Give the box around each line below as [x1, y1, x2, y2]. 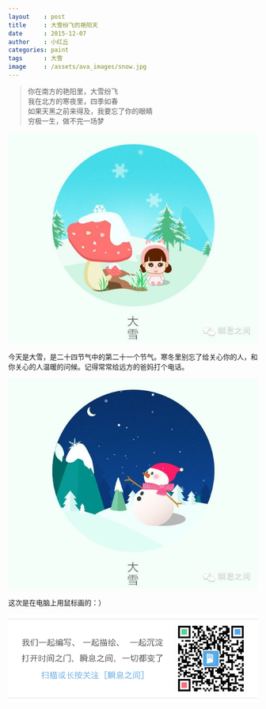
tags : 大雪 [8, 55, 63, 63]
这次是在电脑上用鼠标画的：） [8, 597, 105, 607]
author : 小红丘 [8, 38, 69, 46]
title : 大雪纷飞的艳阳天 [8, 21, 99, 29]
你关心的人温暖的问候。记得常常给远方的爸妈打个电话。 [8, 362, 188, 371]
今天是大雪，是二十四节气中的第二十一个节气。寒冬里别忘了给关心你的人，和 [8, 352, 258, 362]
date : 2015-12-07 [8, 29, 87, 37]
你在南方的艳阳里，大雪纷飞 [27, 86, 119, 96]
